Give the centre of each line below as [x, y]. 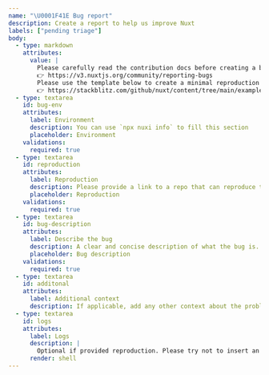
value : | [44, 61]
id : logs [37, 321]
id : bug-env [42, 105]
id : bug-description [57, 224]
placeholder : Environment [72, 135]
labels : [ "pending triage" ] [55, 30]
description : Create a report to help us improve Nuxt [102, 23]
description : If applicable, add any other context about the [135, 306]
